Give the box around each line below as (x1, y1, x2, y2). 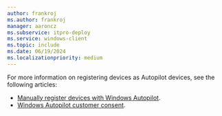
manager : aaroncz (7, 23, 57, 29)
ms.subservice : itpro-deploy (7, 29, 91, 36)
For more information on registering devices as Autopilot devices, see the (7, 73, 215, 81)
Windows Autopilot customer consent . (16, 100, 126, 109)
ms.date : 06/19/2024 (7, 48, 67, 55)
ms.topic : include (7, 42, 60, 48)
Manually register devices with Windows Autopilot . (16, 93, 161, 102)
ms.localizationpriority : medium (7, 55, 103, 61)
